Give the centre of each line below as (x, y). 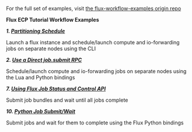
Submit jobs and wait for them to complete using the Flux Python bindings (95, 123)
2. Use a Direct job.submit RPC (44, 60)
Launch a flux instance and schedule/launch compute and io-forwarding (93, 42)
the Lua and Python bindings (41, 77)
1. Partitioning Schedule (36, 31)
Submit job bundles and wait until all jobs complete (67, 100)
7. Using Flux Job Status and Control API (56, 89)
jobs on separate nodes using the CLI (51, 48)
